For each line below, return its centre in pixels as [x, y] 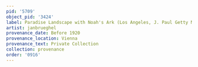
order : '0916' [24, 55]
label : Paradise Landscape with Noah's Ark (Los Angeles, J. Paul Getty [97, 22]
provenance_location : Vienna [42, 38]
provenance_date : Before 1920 [43, 33]
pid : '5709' [21, 11]
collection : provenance [35, 50]
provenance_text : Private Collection [52, 44]
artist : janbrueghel [32, 28]
